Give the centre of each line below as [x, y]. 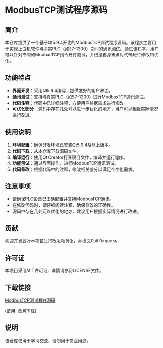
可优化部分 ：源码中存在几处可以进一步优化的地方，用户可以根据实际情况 [85, 109]
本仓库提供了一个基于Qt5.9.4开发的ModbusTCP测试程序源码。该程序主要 [79, 42]
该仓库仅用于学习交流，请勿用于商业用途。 [48, 340]
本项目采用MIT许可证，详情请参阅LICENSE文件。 [54, 271]
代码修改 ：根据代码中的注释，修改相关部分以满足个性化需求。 [74, 169]
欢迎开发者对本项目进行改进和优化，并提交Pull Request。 [63, 241]
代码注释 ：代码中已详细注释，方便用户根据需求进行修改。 [70, 103]
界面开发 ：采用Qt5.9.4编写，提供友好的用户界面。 [63, 90]
